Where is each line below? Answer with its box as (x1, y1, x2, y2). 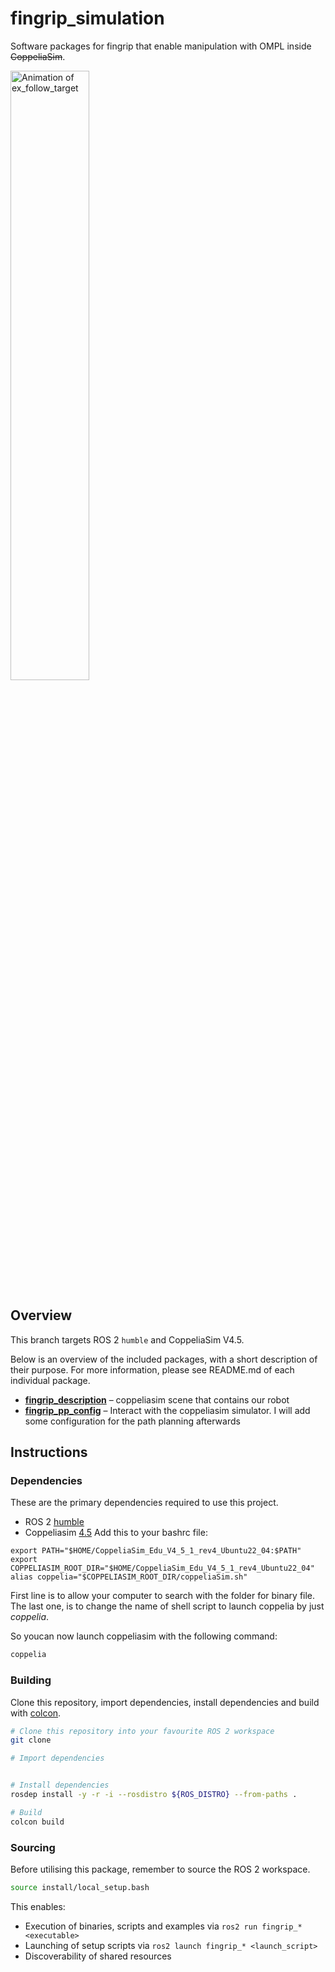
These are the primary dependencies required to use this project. (10, 1497, 279, 1509)
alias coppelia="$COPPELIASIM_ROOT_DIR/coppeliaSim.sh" (10, 1572, 248, 1582)
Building (10, 1673, 52, 1687)
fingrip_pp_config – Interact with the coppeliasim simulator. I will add (24, 1404, 311, 1416)
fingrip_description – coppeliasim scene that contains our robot (24, 1393, 290, 1406)
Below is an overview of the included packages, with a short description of (10, 1353, 318, 1365)
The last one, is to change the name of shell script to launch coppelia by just (10, 1600, 325, 1612)
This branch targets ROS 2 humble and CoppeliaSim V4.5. (10, 1333, 245, 1346)
